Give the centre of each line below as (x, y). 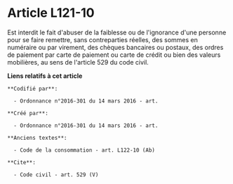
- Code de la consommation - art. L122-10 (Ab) (85, 150)
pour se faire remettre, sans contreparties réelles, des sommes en (103, 39)
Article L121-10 (51, 13)
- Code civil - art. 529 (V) (56, 175)
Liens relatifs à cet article (45, 76)
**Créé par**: (28, 113)
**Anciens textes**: (38, 138)
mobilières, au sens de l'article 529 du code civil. (78, 62)
